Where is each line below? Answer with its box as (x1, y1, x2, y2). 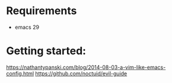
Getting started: (6, 44, 87, 58)
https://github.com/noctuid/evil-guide (35, 69, 128, 77)
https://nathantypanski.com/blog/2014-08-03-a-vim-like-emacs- (6, 64, 166, 71)
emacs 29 (14, 24, 40, 31)
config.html (6, 69, 34, 77)
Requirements (6, 4, 77, 18)
